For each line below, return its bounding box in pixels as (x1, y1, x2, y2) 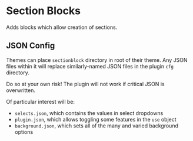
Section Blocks (6, 4, 81, 18)
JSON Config (6, 41, 55, 51)
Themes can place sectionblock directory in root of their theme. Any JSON (6, 56, 188, 63)
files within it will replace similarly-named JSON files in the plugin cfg (6, 63, 174, 70)
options (14, 128, 34, 135)
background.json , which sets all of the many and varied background (14, 122, 178, 129)
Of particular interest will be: (6, 98, 75, 105)
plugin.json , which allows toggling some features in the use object (14, 116, 177, 123)
